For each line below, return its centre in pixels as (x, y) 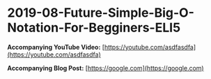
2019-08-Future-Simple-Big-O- (101, 13)
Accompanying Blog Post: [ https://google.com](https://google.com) (105, 68)
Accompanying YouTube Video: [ (56, 47)
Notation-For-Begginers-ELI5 (94, 28)
